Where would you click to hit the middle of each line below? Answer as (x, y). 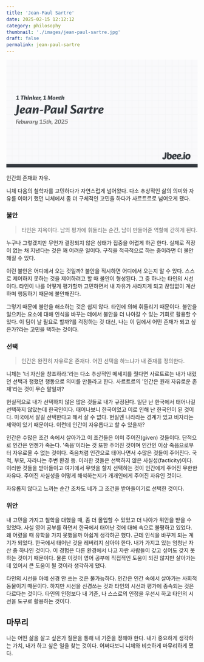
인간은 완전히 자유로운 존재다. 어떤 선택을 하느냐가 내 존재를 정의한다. (103, 361)
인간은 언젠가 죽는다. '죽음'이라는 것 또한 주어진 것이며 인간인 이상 (90, 445)
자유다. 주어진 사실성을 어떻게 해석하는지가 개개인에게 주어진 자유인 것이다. (95, 476)
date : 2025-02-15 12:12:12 (40, 19)
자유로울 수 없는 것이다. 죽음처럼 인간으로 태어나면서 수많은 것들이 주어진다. (102, 453)
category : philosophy (34, 26)
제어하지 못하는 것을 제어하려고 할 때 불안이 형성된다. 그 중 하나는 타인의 (97, 278)
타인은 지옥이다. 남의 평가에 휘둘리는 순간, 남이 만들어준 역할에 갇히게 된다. (109, 230)
